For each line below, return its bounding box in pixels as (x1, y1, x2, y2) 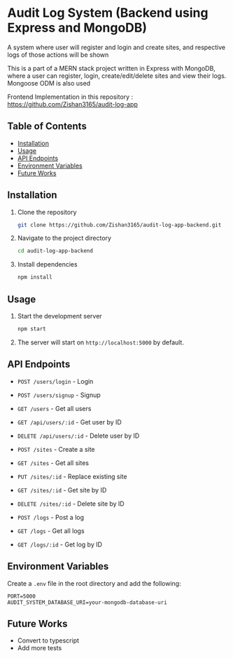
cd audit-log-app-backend (17, 248, 93, 255)
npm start (17, 325, 47, 333)
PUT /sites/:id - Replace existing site (17, 472, 127, 481)
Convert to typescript (17, 636, 79, 645)
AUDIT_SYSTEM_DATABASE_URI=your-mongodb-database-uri (7, 598, 168, 606)
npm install (17, 274, 52, 281)
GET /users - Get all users (17, 404, 92, 412)
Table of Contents (7, 121, 87, 133)
